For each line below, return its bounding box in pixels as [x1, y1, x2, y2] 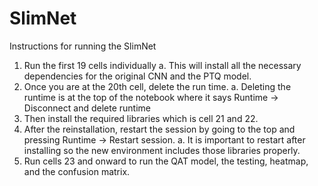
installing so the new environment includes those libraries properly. [23, 144, 301, 156]
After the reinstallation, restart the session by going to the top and [23, 123, 296, 135]
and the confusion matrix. [23, 165, 131, 177]
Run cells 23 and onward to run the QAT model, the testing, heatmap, [23, 155, 309, 167]
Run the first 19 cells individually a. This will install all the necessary [23, 59, 302, 71]
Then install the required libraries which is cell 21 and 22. [23, 112, 259, 124]
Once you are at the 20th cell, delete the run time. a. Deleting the [23, 80, 292, 92]
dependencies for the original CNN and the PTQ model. [23, 70, 252, 82]
